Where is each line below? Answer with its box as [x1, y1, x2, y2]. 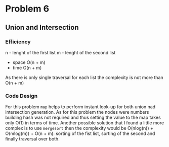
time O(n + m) [12, 64, 42, 70]
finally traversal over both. [5, 136, 60, 142]
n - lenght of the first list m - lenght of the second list [5, 49, 116, 55]
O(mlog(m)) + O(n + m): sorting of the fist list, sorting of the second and [5, 130, 155, 136]
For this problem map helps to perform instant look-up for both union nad [5, 104, 156, 110]
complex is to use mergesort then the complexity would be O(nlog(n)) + [5, 125, 153, 131]
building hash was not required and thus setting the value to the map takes [5, 114, 161, 121]
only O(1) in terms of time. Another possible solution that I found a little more [5, 120, 164, 126]
